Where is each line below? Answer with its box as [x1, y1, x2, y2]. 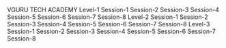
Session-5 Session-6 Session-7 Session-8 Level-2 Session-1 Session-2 [7, 13, 208, 21]
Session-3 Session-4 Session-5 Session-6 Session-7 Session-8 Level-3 [7, 20, 210, 28]
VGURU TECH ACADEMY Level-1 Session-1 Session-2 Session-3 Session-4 [7, 6, 220, 14]
